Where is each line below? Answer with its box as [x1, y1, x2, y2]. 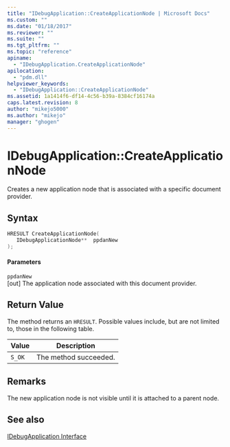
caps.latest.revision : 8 [7, 99, 78, 106]
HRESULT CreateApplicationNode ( [7, 230, 100, 237]
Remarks [7, 376, 47, 387]
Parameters [7, 258, 41, 266]
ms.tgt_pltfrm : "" [7, 42, 60, 49]
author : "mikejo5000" [7, 106, 69, 112]
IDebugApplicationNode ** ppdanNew [16, 237, 118, 244]
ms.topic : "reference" [7, 49, 72, 56]
